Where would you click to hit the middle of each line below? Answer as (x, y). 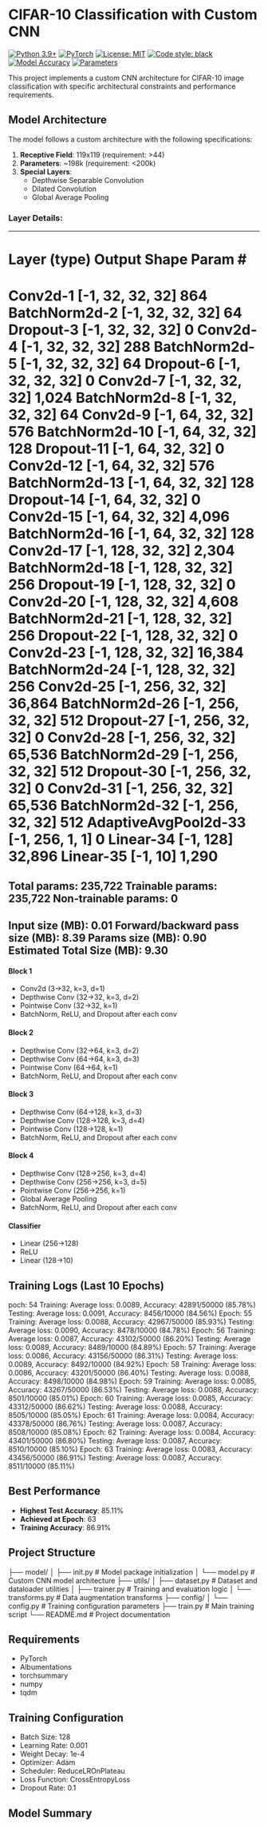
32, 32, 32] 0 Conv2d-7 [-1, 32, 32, (125, 381)
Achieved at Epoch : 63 (58, 1519)
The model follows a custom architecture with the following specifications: (130, 139)
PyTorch (33, 1659)
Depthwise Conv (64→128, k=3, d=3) (81, 1112)
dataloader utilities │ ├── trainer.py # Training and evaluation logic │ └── (130, 1589)
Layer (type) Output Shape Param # (128, 259)
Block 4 (21, 1156)
